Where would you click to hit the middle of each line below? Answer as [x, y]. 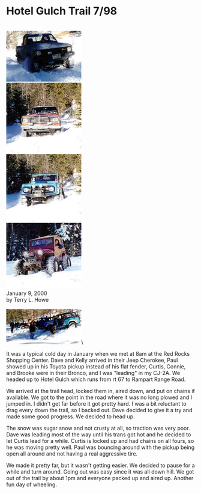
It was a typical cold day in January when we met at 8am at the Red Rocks [98, 353]
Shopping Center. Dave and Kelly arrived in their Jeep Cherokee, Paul [92, 360]
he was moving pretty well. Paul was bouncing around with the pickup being [100, 447]
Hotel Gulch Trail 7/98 [62, 11]
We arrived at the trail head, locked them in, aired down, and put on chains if [100, 391]
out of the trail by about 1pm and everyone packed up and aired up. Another [100, 478]
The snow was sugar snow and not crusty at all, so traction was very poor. [98, 428]
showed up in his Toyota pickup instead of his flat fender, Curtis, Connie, [96, 366]
